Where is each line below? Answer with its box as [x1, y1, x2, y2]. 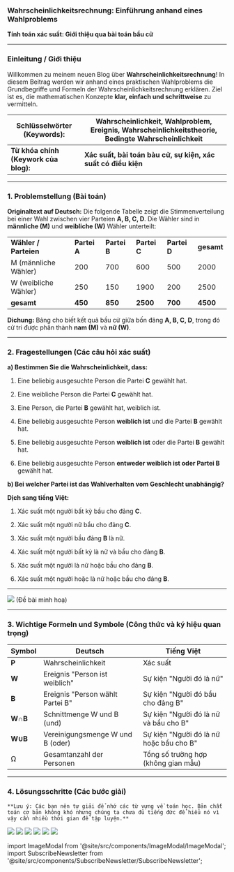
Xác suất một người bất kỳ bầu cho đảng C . [17, 507, 141, 515]
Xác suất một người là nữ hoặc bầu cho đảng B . [17, 561, 153, 570]
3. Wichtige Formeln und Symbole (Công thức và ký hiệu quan [7, 620, 221, 630]
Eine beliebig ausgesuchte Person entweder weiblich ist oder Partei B [17, 459, 220, 468]
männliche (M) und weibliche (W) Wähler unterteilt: [7, 222, 157, 230]
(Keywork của [10, 154, 58, 164]
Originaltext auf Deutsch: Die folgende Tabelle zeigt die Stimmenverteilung [7, 207, 225, 215]
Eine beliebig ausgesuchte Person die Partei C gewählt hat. [17, 376, 187, 385]
